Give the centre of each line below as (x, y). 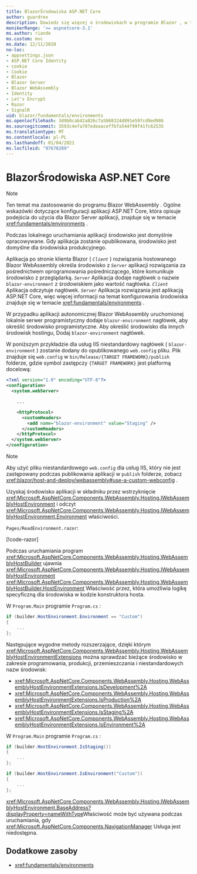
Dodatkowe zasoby (42, 851)
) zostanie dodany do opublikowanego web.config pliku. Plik (108, 351)
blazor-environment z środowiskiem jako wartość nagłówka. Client (87, 284)
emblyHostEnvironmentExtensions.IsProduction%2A (78, 699)
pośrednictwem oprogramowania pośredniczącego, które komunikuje (90, 272)
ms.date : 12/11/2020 (31, 45)
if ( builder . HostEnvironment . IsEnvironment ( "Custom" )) (74, 774)
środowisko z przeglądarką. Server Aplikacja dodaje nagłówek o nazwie (93, 278)
